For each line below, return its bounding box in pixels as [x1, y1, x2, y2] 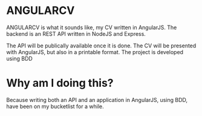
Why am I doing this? [6, 77, 114, 90]
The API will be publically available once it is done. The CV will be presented [6, 42, 197, 49]
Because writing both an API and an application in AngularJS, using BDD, [6, 96, 188, 103]
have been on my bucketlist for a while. [6, 103, 104, 110]
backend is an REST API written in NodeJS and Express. [6, 30, 146, 37]
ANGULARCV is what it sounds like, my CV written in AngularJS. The [6, 24, 177, 31]
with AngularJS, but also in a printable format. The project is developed [6, 48, 183, 55]
